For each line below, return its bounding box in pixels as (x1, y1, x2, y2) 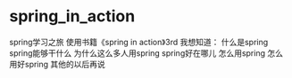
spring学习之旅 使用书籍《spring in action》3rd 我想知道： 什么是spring (9, 36, 269, 47)
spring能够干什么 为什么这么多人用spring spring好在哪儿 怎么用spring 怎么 (9, 47, 284, 58)
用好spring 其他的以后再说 (9, 58, 105, 69)
